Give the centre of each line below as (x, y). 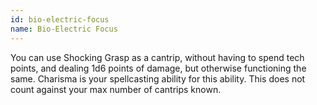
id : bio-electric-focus (60, 19)
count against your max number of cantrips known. (116, 89)
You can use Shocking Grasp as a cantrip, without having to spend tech (157, 57)
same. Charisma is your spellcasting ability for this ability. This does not (158, 78)
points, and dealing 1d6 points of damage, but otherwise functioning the (158, 68)
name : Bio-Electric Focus (64, 29)
